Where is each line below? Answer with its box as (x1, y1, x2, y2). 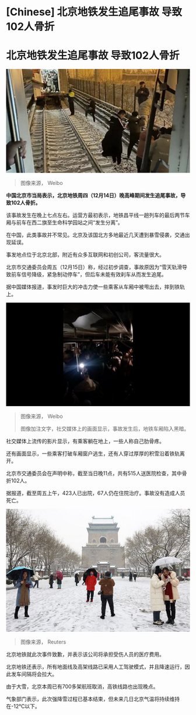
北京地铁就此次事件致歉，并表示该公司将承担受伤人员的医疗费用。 (6, 651, 164, 658)
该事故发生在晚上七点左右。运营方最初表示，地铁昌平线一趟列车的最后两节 (6, 211, 185, 218)
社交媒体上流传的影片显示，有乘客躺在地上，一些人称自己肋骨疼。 (6, 438, 164, 445)
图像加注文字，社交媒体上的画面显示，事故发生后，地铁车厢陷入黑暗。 (20, 425, 190, 432)
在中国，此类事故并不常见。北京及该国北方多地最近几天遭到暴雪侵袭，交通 (6, 231, 185, 238)
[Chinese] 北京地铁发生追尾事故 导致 (6, 5, 183, 19)
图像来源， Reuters (20, 638, 66, 645)
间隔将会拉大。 (21, 671, 57, 678)
